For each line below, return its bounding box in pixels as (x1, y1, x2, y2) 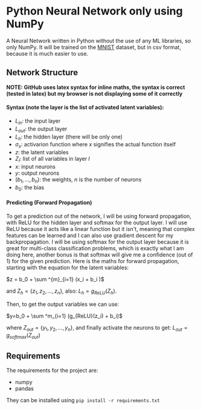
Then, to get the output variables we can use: (6, 301, 120, 308)
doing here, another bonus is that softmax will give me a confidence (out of (6, 251, 193, 258)
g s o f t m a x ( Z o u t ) (6, 331, 41, 340)
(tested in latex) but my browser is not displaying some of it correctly (6, 89, 183, 97)
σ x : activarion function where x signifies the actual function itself (14, 141, 176, 149)
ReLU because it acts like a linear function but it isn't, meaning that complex (6, 225, 195, 232)
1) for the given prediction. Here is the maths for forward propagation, (6, 257, 179, 264)
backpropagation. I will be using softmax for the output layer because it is (6, 238, 189, 246)
